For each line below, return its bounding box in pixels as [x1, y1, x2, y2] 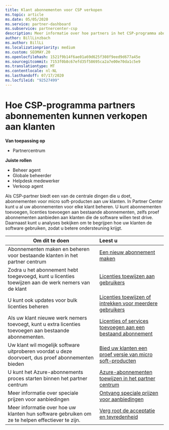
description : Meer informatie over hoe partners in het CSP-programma [5, 31, 156, 36]
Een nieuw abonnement [99, 248, 155, 255]
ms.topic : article [5, 12, 44, 17]
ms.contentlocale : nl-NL [5, 69, 57, 74]
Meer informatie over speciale [8, 389, 79, 396]
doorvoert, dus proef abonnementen [8, 354, 94, 361]
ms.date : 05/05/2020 [5, 17, 49, 22]
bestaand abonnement [99, 330, 153, 337]
